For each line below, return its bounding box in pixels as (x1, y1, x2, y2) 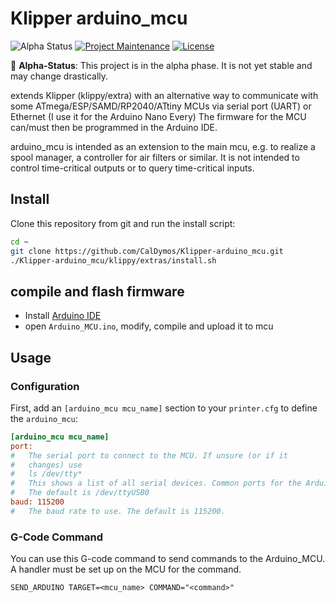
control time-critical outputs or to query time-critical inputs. (10, 162, 255, 174)
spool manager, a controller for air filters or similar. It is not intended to (10, 151, 300, 163)
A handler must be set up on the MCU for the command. (10, 563, 242, 576)
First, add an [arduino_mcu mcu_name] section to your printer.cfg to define (10, 402, 318, 414)
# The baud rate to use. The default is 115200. (10, 506, 226, 516)
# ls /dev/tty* (10, 469, 83, 479)
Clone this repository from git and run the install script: (10, 217, 236, 229)
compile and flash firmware (10, 283, 185, 300)
